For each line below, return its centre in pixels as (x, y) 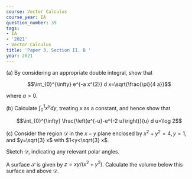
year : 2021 (19, 56)
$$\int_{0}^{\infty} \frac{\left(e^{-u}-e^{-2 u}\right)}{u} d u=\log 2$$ (99, 121)
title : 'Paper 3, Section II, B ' (49, 50)
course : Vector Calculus (37, 12)
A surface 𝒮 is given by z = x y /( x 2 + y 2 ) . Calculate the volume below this (95, 164)
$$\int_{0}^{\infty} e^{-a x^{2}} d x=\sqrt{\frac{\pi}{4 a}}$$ (99, 84)
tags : (13, 28)
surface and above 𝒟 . (32, 171)
